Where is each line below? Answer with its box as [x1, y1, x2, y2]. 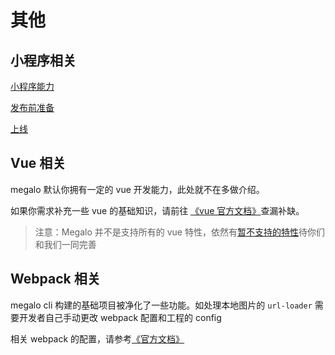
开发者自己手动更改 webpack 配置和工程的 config [18, 311, 222, 323]
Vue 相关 [10, 155, 67, 172]
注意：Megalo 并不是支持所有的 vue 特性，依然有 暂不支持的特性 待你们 [34, 226, 325, 238]
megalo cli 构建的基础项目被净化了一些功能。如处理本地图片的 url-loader [10, 299, 313, 311]
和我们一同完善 [34, 238, 97, 250]
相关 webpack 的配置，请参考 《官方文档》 [10, 332, 185, 345]
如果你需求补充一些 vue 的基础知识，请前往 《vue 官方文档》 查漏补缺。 [10, 204, 305, 216]
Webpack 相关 [10, 271, 101, 288]
